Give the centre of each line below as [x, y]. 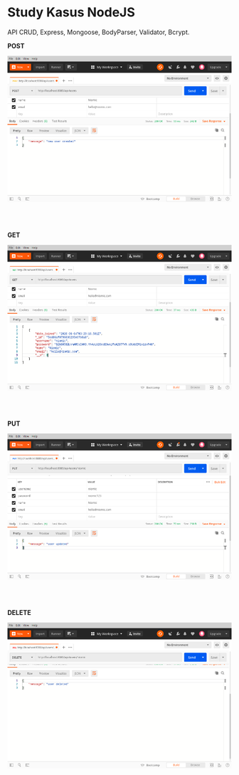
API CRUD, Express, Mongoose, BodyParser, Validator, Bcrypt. [99, 32]
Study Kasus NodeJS [71, 12]
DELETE [19, 612]
